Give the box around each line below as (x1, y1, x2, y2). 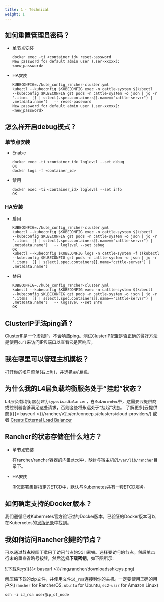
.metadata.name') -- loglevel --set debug (12, 243, 105, 248)
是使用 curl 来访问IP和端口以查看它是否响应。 (5, 339, 95, 345)
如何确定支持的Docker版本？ (5, 500, 92, 508)
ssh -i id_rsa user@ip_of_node (5, 592, 69, 597)
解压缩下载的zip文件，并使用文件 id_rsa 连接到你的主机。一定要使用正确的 (5, 577, 153, 582)
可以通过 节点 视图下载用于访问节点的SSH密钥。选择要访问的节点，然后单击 (5, 550, 156, 555)
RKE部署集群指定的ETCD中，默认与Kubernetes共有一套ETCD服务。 (12, 484, 148, 490)
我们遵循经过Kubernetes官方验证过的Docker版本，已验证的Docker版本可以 (5, 513, 156, 520)
